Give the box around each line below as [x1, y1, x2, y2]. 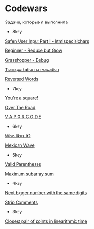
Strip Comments [5, 199, 38, 205]
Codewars [5, 3, 48, 14]
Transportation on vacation [5, 67, 59, 72]
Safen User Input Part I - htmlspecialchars [5, 38, 89, 44]
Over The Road [5, 104, 36, 110]
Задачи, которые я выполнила [5, 19, 68, 25]
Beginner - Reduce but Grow [5, 47, 62, 53]
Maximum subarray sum [5, 171, 54, 177]
